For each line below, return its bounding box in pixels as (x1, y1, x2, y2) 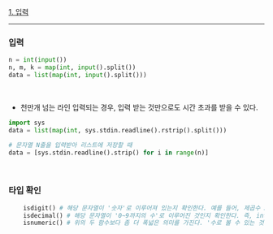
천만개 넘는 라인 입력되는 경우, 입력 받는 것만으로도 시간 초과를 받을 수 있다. (19, 102, 258, 112)
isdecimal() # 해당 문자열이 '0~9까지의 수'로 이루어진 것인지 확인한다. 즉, (23, 211, 253, 219)
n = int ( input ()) (8, 56, 67, 64)
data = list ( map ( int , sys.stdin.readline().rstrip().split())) (8, 126, 227, 134)
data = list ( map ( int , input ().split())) (8, 71, 148, 80)
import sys (8, 119, 45, 127)
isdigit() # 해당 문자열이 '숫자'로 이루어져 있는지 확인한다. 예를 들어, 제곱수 (23, 204, 261, 212)
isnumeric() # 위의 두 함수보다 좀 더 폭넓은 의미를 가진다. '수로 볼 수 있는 (23, 219, 255, 227)
